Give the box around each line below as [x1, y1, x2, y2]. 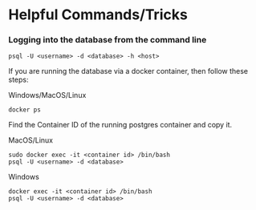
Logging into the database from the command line [8, 34, 207, 46]
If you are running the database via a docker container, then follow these [8, 67, 249, 76]
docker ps [8, 106, 42, 114]
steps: [8, 75, 29, 85]
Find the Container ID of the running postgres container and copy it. [8, 120, 233, 130]
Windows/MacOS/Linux [8, 91, 87, 100]
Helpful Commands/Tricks [8, 6, 189, 24]
